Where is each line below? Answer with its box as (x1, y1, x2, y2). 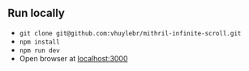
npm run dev (19, 46, 60, 55)
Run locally (7, 6, 66, 20)
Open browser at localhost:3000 (19, 53, 128, 63)
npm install (19, 38, 60, 46)
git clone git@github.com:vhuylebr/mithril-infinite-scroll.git (19, 29, 242, 37)
